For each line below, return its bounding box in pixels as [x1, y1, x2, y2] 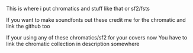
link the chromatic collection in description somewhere [6, 41, 140, 47]
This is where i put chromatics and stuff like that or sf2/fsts [6, 5, 150, 12]
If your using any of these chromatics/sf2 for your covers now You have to [6, 34, 188, 41]
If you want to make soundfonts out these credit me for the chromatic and [6, 16, 186, 23]
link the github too [6, 23, 50, 29]
